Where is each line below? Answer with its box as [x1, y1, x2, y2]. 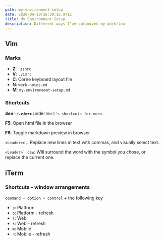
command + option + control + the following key [5, 195, 103, 201]
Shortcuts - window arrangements [5, 183, 90, 190]
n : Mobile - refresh [12, 231, 51, 237]
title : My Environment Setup [5, 16, 65, 21]
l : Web [12, 215, 27, 221]
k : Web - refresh [12, 220, 46, 226]
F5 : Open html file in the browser [5, 120, 72, 126]
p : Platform [12, 204, 35, 210]
